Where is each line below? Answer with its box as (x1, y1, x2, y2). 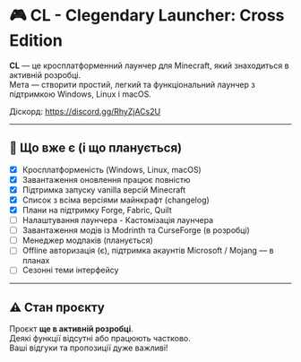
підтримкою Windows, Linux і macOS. (9, 89, 152, 99)
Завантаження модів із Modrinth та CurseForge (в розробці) (21, 225, 251, 236)
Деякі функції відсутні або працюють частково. (9, 333, 191, 344)
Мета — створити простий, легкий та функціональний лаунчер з (9, 79, 255, 90)
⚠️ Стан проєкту (9, 299, 105, 315)
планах (21, 255, 50, 266)
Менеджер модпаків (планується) (21, 235, 154, 246)
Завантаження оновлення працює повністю (21, 174, 191, 185)
